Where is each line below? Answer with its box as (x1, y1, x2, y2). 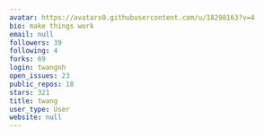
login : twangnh (9, 64, 66, 72)
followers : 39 (9, 38, 63, 47)
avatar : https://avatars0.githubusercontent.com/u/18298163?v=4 (9, 13, 255, 22)
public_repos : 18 (9, 80, 75, 89)
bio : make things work (9, 21, 94, 30)
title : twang (9, 96, 58, 106)
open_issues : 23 (9, 72, 70, 81)
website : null (9, 113, 63, 122)
